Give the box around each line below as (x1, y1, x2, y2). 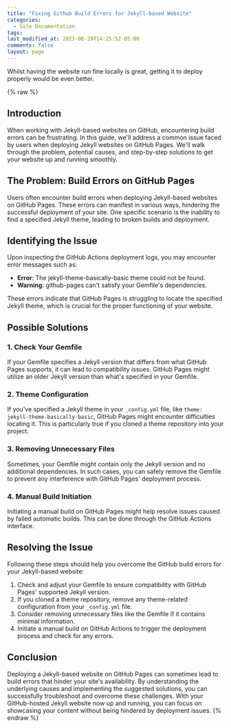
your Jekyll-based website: (7, 567, 85, 576)
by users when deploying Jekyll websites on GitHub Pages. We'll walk (7, 140, 206, 148)
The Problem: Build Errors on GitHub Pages (7, 175, 195, 187)
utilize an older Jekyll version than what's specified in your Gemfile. (7, 372, 199, 380)
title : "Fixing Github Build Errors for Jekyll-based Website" (7, 10, 192, 17)
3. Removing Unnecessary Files (7, 444, 115, 454)
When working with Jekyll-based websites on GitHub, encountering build (7, 126, 214, 134)
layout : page (7, 49, 45, 56)
